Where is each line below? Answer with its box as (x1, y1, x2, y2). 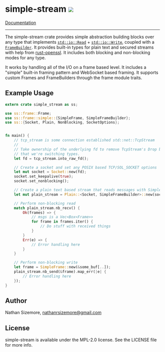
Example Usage (5, 89, 54, 97)
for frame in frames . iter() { (31, 219, 93, 224)
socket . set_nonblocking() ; (14, 178, 69, 184)
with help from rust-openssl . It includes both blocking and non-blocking (5, 49, 151, 55)
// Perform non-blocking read (14, 201, 76, 206)
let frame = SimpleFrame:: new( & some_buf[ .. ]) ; (14, 264, 111, 270)
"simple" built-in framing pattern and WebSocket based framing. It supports (5, 69, 159, 75)
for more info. (5, 342, 33, 348)
